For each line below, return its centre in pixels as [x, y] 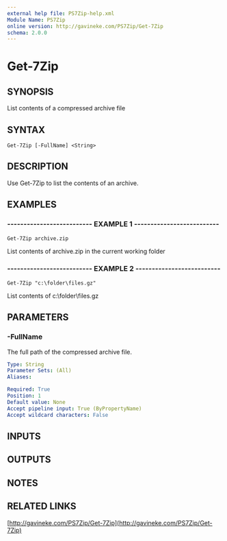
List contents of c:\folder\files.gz [53, 296]
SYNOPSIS [30, 92]
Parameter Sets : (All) [39, 371]
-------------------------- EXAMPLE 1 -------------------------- [113, 224]
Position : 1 [24, 396]
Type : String [26, 364]
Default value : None [37, 402]
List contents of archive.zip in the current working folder [86, 251]
